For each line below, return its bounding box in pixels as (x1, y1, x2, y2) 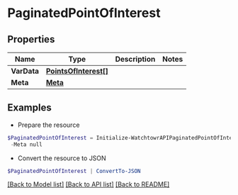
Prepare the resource (17, 121, 80, 129)
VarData (11, 66, 40, 76)
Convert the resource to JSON (17, 154, 106, 162)
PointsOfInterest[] (45, 66, 108, 76)
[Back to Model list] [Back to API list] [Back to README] (7, 180, 170, 189)
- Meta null (10, 140, 42, 148)
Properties (7, 33, 55, 45)
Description (115, 55, 156, 64)
